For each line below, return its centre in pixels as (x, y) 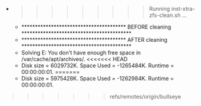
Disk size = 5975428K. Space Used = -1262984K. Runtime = (97, 78)
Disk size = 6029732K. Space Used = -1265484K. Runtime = (97, 65)
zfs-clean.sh (165, 15)
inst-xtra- (183, 9)
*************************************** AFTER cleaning (94, 40)
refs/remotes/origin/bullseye (145, 97)
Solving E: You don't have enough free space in (81, 53)
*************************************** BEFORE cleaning (96, 27)
